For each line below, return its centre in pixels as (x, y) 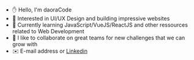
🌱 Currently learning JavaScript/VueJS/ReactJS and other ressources (100, 25)
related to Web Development (48, 31)
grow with (25, 44)
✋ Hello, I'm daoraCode (42, 10)
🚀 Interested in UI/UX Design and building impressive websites (91, 18)
